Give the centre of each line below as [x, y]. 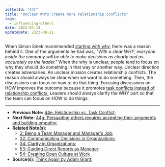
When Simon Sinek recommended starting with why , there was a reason [78, 46]
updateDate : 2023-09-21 [29, 32]
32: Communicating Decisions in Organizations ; [68, 138]
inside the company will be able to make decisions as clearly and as [74, 57]
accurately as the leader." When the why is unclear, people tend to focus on [82, 62]
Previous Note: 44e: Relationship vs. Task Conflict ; [64, 112]
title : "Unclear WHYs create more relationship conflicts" [67, 14]
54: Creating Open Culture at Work [55, 154]
